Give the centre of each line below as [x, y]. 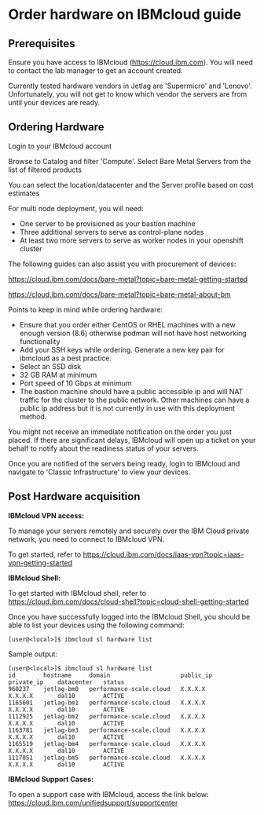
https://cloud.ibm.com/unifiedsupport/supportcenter [93, 802]
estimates [24, 193]
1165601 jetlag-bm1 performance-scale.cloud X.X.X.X [107, 703]
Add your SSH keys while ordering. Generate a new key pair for [122, 349]
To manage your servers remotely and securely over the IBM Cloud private [129, 531]
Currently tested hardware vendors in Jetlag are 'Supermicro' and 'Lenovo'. [130, 86]
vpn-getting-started [40, 562]
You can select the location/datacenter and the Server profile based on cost [131, 185]
